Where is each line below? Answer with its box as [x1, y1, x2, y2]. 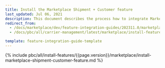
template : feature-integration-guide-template [5, 39, 102, 44]
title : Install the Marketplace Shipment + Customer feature [5, 7, 133, 12]
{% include [5, 52, 27, 58]
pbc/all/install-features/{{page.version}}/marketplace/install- [28, 52, 152, 58]
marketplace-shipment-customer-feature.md [5, 57, 96, 63]
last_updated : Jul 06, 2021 [5, 12, 63, 17]
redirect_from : [5, 21, 36, 26]
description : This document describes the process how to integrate [5, 16, 148, 21]
